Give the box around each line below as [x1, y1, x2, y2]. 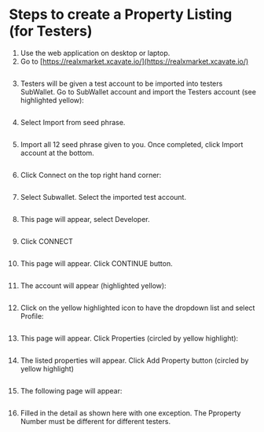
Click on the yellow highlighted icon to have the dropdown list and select [20, 303, 255, 312]
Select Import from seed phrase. [20, 117, 126, 127]
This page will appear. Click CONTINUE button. [20, 258, 173, 268]
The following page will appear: [20, 386, 123, 395]
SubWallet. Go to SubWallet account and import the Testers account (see [20, 87, 256, 96]
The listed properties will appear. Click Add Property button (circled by [20, 356, 249, 365]
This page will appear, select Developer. [20, 214, 150, 223]
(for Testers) [9, 22, 93, 40]
